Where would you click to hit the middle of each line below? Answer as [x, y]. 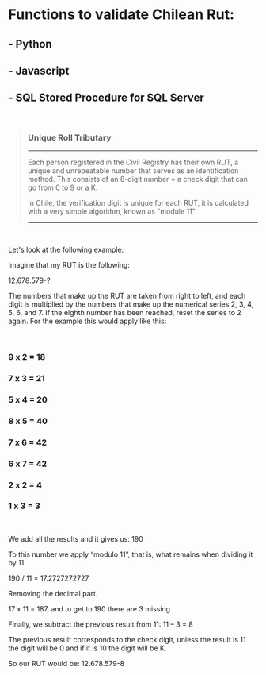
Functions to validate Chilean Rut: [122, 15]
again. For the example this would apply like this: [87, 321]
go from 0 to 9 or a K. [63, 187]
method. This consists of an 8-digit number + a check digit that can [137, 179]
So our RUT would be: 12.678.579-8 [66, 663]
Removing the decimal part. [53, 593]
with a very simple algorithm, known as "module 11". [112, 211]
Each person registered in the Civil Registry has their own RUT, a [133, 162]
